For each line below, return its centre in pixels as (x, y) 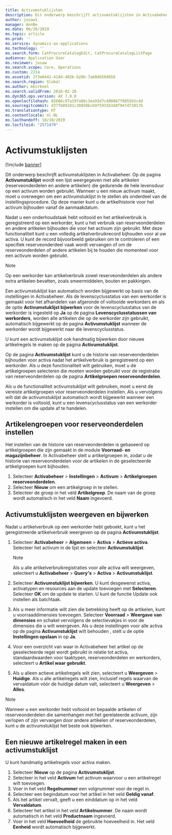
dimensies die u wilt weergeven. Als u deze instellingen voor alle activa (88, 626)
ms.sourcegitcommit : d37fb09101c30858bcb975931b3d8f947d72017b (74, 106)
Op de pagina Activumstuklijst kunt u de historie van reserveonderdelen (82, 354)
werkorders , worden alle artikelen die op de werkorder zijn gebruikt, (77, 318)
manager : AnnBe (21, 24)
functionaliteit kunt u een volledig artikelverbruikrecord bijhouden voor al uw (86, 233)
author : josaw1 (21, 20)
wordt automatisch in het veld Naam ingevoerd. (63, 498)
